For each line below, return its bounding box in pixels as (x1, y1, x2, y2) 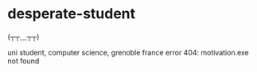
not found (7, 56, 40, 66)
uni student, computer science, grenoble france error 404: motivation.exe (7, 47, 250, 57)
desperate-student (7, 5, 136, 23)
